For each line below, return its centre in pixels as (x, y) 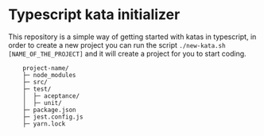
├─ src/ (35, 82)
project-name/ (46, 68)
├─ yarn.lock (44, 124)
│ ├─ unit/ (42, 103)
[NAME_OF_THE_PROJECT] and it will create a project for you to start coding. (127, 53)
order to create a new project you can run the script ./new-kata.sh (117, 45)
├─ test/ (37, 89)
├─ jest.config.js (53, 117)
